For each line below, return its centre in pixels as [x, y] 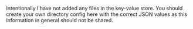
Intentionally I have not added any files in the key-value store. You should [94, 8]
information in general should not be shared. [60, 20]
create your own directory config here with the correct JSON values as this [97, 14]
